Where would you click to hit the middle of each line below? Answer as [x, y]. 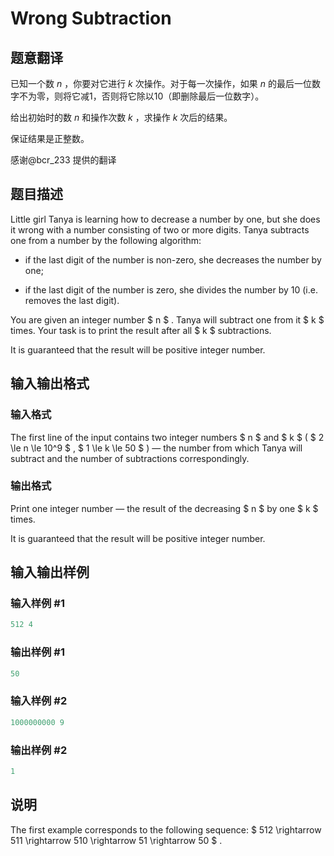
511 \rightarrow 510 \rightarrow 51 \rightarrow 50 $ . [116, 840]
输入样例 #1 [37, 604]
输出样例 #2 [39, 750]
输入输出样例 [50, 572]
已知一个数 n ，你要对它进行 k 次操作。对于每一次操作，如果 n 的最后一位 [161, 83]
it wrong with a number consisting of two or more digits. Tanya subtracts [160, 229]
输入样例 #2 [39, 701]
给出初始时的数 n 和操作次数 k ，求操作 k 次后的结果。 [121, 117]
